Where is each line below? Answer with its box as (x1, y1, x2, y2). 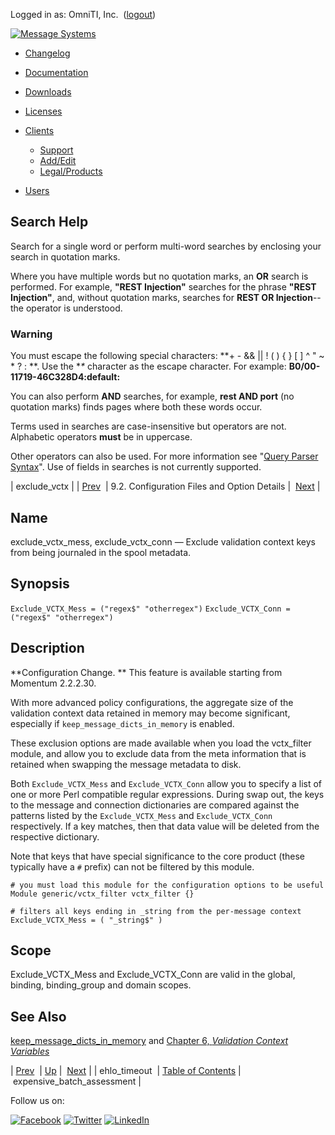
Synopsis (10, 575, 70, 593)
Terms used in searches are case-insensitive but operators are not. (10, 420, 287, 433)
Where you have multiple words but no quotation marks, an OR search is (10, 270, 309, 282)
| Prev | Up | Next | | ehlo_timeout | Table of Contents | (10, 1065, 242, 1077)
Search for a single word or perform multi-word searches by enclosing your (10, 240, 322, 252)
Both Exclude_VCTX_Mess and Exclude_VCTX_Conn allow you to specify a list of (10, 777, 323, 789)
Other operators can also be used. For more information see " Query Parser (10, 450, 319, 463)
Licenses (24, 105, 63, 117)
